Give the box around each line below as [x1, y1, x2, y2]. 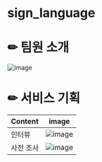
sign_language [7, 5, 96, 21]
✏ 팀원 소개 [7, 40, 69, 56]
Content [11, 117, 39, 127]
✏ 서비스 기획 [7, 91, 81, 107]
